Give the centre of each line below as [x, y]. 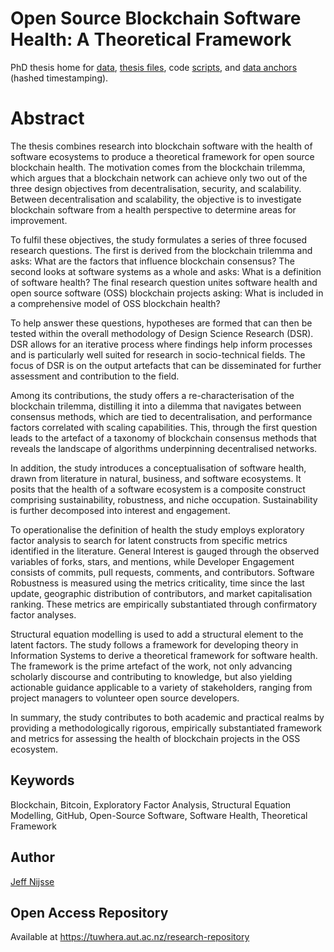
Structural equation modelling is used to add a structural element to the [157, 634]
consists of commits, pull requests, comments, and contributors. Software [162, 572]
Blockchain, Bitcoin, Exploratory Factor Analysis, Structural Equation [151, 804]
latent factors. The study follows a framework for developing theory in [154, 644]
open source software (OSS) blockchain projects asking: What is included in [167, 293]
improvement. [39, 220]
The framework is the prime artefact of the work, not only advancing [151, 666]
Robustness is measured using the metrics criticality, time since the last [157, 583]
